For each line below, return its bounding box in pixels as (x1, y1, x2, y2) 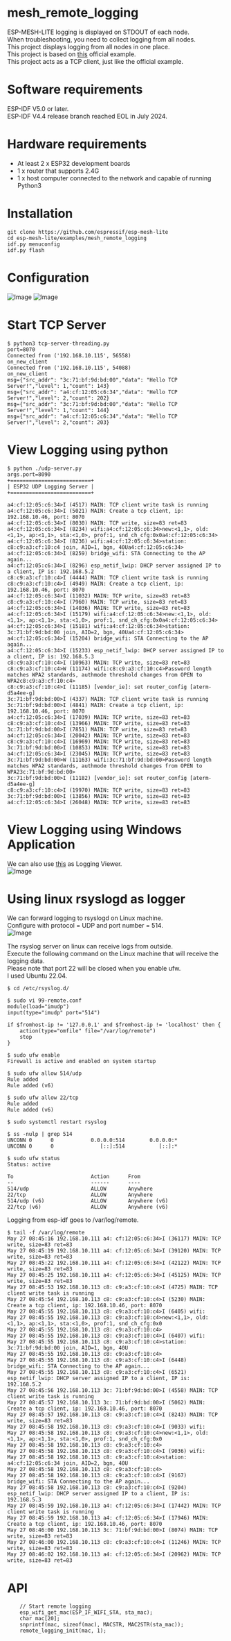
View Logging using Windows (7, 822, 182, 837)
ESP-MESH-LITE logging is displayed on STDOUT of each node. (7, 28, 190, 36)
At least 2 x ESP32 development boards (17, 159, 131, 167)
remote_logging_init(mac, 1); (19, 1627, 107, 1635)
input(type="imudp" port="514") (7, 1010, 100, 1017)
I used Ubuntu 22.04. (7, 971, 68, 980)
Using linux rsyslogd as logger (7, 891, 185, 907)
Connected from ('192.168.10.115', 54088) (7, 364, 131, 371)
